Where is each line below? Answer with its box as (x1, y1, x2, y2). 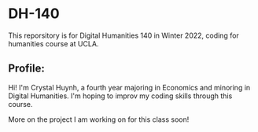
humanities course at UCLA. (8, 38, 99, 48)
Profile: (8, 62, 45, 75)
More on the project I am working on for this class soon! (8, 115, 190, 124)
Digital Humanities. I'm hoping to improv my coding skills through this (8, 91, 233, 101)
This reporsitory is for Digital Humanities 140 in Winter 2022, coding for (8, 31, 240, 40)
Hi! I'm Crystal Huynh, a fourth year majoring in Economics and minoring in (8, 82, 251, 92)
